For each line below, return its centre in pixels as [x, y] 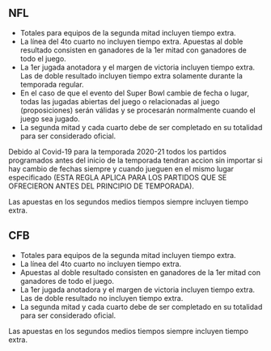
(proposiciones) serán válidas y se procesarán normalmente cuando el [138, 110]
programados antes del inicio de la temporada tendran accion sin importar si [135, 160]
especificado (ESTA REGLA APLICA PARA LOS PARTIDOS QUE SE [118, 177]
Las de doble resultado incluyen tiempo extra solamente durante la [131, 75]
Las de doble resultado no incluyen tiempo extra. [102, 298]
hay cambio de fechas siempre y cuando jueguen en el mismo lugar [121, 168]
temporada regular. [52, 84]
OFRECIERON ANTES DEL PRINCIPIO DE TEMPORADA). [101, 186]
